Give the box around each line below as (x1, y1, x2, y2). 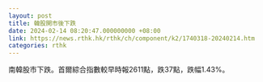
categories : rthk (8, 42, 67, 50)
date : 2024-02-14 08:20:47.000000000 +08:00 (8, 27, 161, 35)
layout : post (8, 11, 53, 20)
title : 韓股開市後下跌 (8, 19, 77, 27)
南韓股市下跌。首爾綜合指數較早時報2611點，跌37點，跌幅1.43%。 (8, 65, 230, 75)
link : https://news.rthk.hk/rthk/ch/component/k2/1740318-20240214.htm (8, 34, 255, 43)
